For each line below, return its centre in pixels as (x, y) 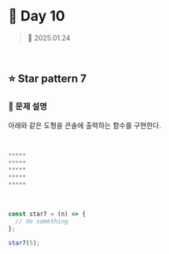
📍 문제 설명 (28, 107)
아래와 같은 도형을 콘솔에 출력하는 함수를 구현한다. (85, 125)
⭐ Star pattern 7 (48, 79)
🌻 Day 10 (37, 16)
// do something (42, 221)
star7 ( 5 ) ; (24, 243)
